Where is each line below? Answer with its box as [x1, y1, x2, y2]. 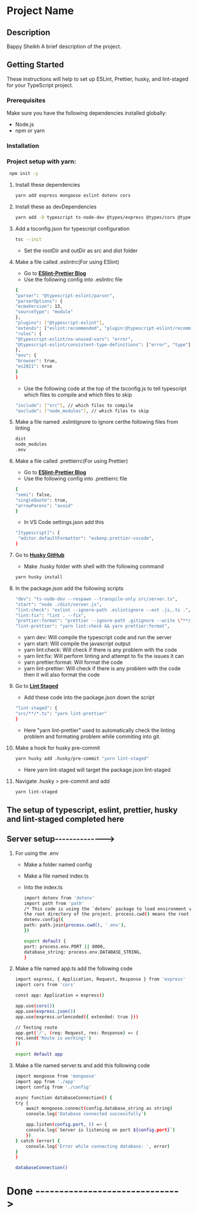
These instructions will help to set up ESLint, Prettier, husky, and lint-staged [6, 75, 189, 83]
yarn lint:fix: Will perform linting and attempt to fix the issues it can [23, 653, 184, 660]
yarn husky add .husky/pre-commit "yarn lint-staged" [15, 755, 149, 762]
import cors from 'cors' [15, 982, 76, 988]
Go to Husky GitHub [15, 551, 65, 558]
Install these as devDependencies [15, 203, 97, 210]
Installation [6, 142, 40, 150]
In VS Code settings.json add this [23, 519, 104, 526]
